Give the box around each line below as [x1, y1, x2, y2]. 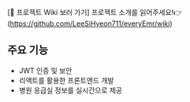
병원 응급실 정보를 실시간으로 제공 [18, 86, 123, 95]
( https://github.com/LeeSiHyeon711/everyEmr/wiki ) [7, 19, 173, 28]
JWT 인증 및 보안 [18, 66, 73, 75]
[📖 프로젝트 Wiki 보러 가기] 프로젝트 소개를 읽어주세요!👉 [7, 8, 182, 16]
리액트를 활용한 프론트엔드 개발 [18, 75, 114, 85]
